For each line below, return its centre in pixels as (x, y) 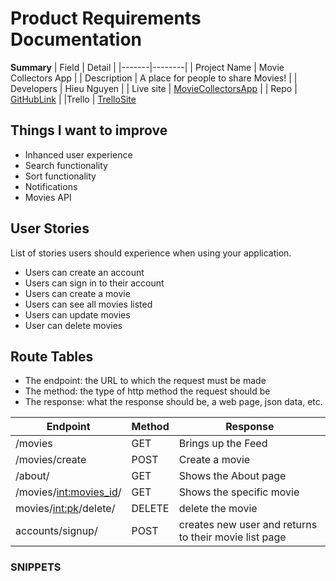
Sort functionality (60, 176)
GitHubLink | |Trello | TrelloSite (73, 99)
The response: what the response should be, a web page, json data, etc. (173, 402)
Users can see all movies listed (88, 304)
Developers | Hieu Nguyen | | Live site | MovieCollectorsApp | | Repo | (154, 88)
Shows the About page (232, 476)
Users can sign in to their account (94, 283)
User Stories (50, 228)
